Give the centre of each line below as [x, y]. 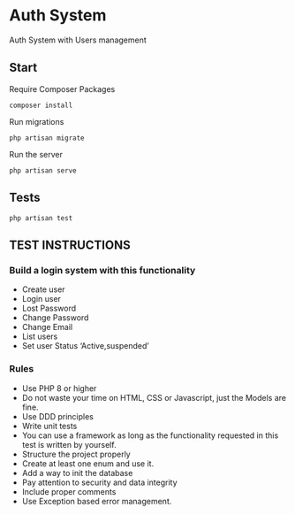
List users [40, 336]
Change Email [47, 327]
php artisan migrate [47, 138]
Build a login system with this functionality [102, 270]
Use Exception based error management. [97, 501]
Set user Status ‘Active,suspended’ [85, 346]
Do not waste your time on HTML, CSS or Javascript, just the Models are [154, 397]
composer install [41, 105]
